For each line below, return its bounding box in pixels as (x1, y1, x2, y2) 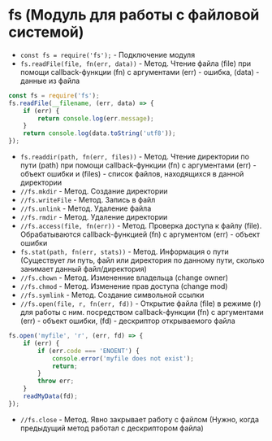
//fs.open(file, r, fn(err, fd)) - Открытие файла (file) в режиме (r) (19, 299, 261, 308)
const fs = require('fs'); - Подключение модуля (19, 50, 196, 59)
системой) (8, 23, 84, 41)
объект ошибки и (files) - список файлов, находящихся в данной (19, 169, 244, 179)
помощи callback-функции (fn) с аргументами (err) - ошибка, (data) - (19, 67, 260, 76)
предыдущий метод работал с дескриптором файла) (19, 423, 205, 433)
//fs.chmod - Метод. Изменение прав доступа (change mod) (19, 282, 228, 291)
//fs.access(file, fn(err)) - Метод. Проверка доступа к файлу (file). (19, 221, 262, 231)
